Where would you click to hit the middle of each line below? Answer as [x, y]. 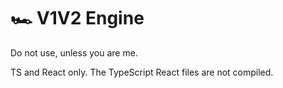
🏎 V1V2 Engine [77, 18]
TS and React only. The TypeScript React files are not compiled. [142, 72]
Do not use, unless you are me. [74, 52]
